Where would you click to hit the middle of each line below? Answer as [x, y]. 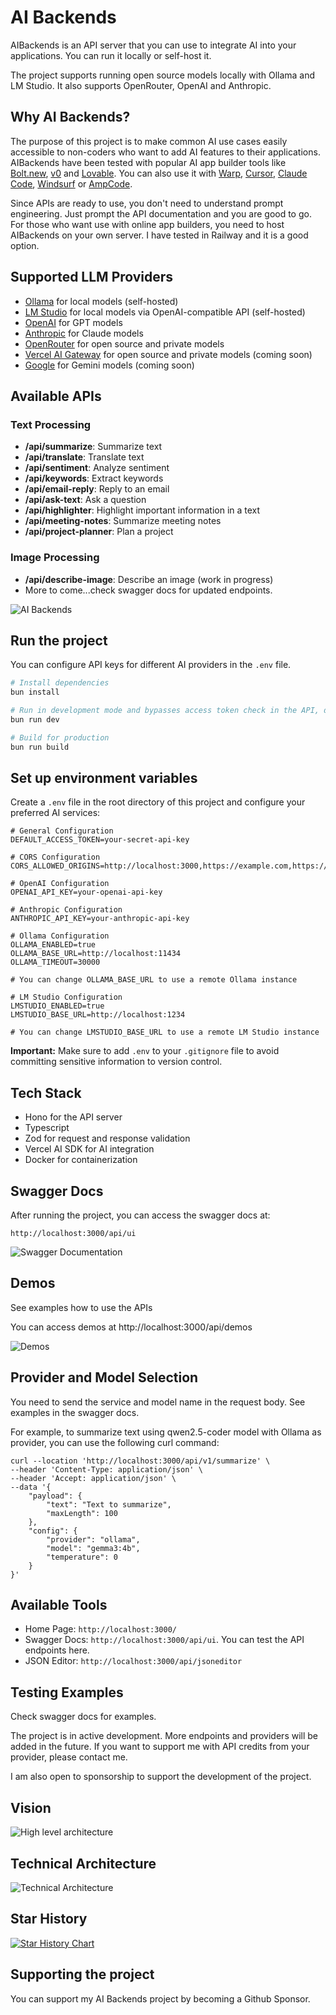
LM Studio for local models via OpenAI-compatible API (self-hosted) [165, 312]
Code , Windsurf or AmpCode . [71, 183]
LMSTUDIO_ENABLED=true [57, 1006]
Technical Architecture [83, 1863]
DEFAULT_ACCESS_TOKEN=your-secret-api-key [100, 840]
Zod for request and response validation [107, 1138]
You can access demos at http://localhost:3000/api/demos [131, 1327]
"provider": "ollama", [93, 1539]
